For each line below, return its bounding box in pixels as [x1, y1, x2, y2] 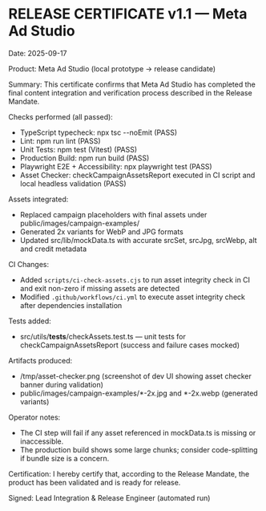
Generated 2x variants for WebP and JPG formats [19, 226, 184, 237]
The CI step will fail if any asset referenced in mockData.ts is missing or [19, 428, 256, 437]
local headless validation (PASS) [19, 178, 127, 189]
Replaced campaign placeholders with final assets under [19, 209, 208, 219]
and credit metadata [19, 244, 87, 253]
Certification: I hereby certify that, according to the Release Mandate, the [8, 468, 250, 478]
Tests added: [8, 316, 52, 326]
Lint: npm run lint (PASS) [19, 136, 102, 145]
